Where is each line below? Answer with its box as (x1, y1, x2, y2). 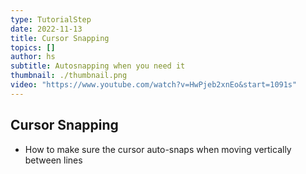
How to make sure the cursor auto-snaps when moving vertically (24, 143, 292, 155)
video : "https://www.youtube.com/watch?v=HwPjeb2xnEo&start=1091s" (10, 80, 298, 90)
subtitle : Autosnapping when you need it (10, 61, 186, 71)
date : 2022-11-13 (10, 24, 83, 34)
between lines (24, 154, 83, 166)
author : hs (10, 52, 56, 62)
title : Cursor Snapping (10, 33, 110, 43)
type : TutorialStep (10, 14, 92, 25)
